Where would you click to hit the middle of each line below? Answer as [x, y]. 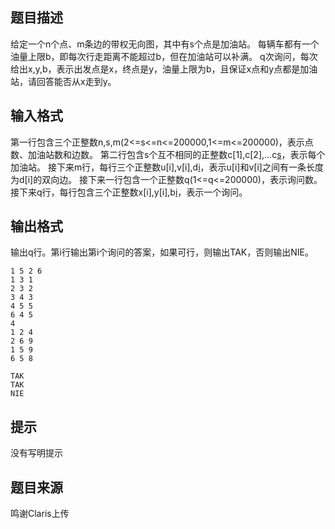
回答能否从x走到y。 [76, 81]
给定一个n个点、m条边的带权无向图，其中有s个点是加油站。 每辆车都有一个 [165, 44]
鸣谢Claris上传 [40, 514]
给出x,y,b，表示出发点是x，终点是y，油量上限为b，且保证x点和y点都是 [155, 69]
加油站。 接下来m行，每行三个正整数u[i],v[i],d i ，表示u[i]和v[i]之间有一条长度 [167, 167]
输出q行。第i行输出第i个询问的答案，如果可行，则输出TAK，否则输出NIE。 [162, 252]
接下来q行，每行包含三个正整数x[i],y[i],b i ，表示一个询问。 [129, 192]
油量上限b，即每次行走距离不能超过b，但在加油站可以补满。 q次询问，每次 [164, 56]
